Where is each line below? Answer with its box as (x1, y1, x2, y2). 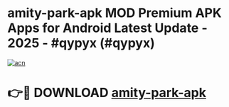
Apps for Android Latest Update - (7, 20, 208, 36)
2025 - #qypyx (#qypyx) (7, 35, 155, 51)
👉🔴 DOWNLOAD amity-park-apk (7, 85, 206, 101)
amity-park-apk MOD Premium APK (7, 5, 222, 21)
